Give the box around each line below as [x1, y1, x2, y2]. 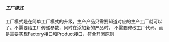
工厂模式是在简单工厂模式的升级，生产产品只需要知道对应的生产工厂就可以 [5, 18, 162, 24]
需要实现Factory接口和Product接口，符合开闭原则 [9, 31, 114, 37]
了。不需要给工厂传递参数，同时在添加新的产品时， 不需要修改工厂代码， [5, 24, 159, 30]
